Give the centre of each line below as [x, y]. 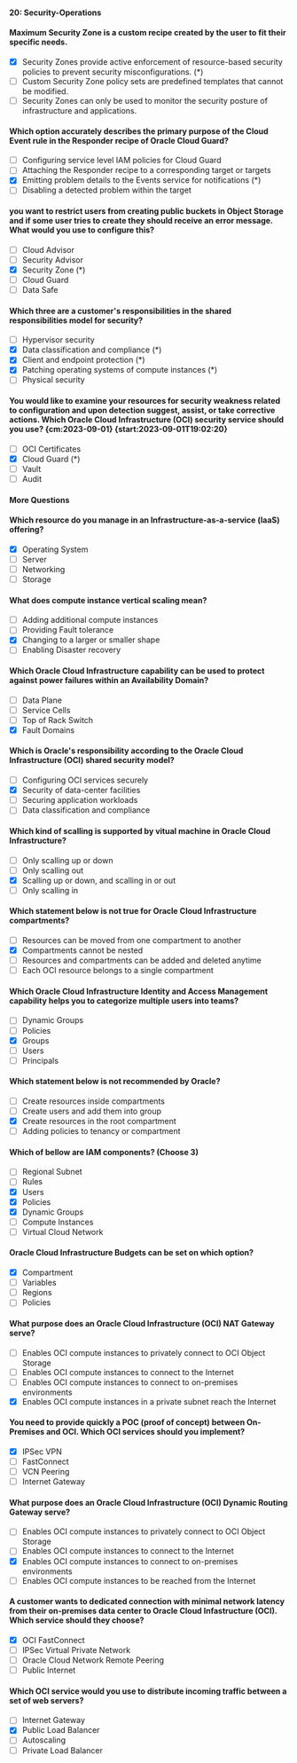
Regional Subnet [52, 1172]
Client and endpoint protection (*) [83, 360]
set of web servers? [47, 1700]
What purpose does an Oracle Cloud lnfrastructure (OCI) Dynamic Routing [148, 1502]
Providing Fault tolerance [68, 630]
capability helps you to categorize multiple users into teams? [124, 1000]
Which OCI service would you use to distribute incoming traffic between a [148, 1691]
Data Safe [40, 289]
